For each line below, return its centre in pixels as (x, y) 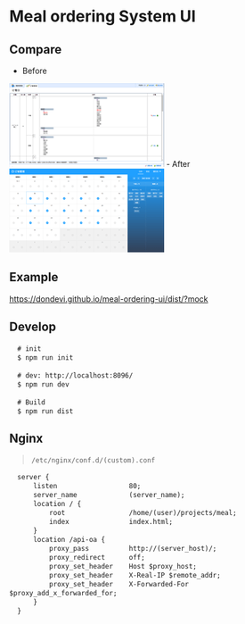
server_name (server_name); (109, 495)
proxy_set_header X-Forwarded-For (119, 585)
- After (178, 164)
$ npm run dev (43, 384)
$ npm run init (45, 358)
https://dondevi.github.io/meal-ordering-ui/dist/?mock (109, 299)
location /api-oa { (69, 540)
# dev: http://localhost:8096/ (75, 375)
